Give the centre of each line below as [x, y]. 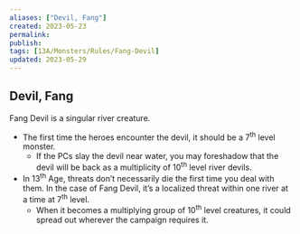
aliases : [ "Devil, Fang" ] [58, 18]
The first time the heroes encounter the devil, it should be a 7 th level [149, 136]
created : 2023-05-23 [48, 26]
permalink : [30, 34]
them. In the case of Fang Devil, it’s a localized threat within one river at [155, 188]
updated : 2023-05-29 [48, 60]
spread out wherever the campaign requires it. [122, 220]
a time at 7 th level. [56, 198]
